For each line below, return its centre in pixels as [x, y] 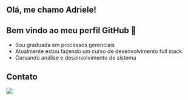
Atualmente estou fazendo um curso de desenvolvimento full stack [99, 51]
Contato [22, 77]
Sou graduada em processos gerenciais [65, 45]
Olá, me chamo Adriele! [52, 10]
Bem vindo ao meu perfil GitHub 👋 [71, 30]
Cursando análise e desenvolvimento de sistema [76, 58]
